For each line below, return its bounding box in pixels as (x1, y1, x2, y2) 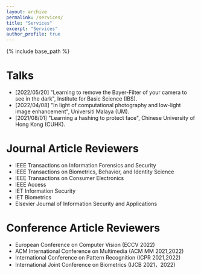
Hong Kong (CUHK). (14, 121, 66, 128)
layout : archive (6, 8, 47, 15)
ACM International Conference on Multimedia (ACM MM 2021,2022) (14, 248, 184, 255)
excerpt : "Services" (6, 25, 59, 32)
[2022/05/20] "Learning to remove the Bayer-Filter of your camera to (14, 89, 187, 96)
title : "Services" (6, 20, 53, 26)
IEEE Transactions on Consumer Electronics (14, 175, 124, 181)
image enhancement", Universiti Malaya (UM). (14, 108, 130, 115)
